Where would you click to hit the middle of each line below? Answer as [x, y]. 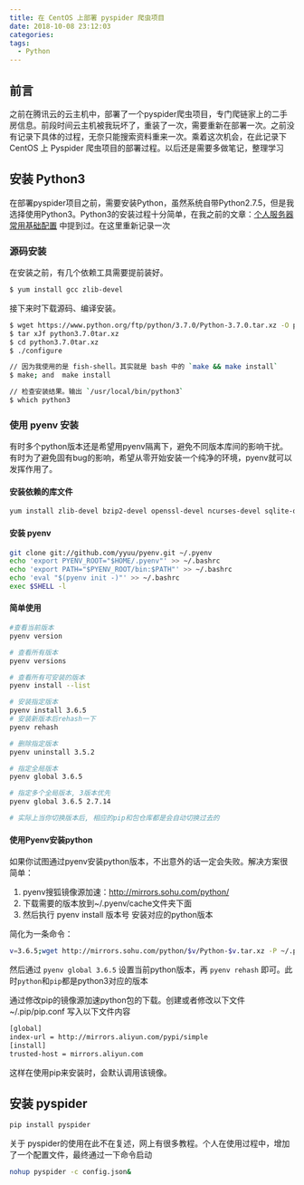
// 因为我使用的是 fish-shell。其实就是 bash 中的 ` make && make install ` [144, 367]
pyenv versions [38, 661]
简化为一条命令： [41, 934]
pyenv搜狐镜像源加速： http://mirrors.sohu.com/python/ [126, 892]
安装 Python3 [47, 179]
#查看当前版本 [32, 628]
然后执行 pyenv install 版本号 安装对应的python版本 [118, 915]
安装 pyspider [48, 1103]
